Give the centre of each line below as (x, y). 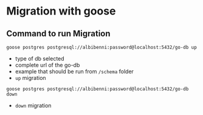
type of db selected (40, 58)
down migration (33, 105)
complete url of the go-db (47, 65)
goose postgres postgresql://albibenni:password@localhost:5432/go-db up (102, 47)
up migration (31, 78)
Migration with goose (61, 11)
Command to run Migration (58, 34)
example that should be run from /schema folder (74, 71)
